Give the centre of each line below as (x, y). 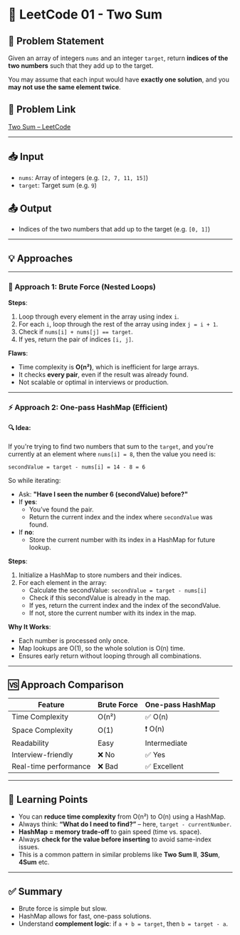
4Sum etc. (34, 862)
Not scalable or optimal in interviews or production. (94, 382)
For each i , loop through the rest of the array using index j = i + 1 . (118, 324)
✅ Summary (35, 891)
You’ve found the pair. (62, 509)
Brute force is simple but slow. (63, 909)
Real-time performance (51, 766)
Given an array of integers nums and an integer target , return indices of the (118, 58)
